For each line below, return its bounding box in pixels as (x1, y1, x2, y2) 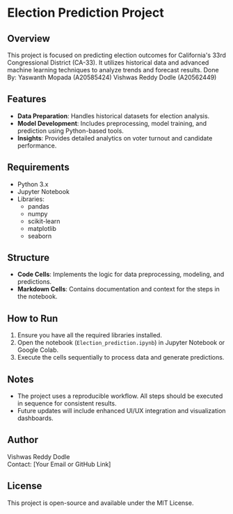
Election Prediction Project (7, 5, 165, 21)
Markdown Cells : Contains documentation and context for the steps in (17, 285, 220, 294)
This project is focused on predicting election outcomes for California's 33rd (7, 51, 226, 59)
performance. (17, 141, 57, 150)
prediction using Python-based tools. (17, 127, 124, 135)
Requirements (7, 161, 70, 173)
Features (7, 93, 47, 105)
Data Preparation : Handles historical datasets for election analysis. (17, 111, 210, 120)
